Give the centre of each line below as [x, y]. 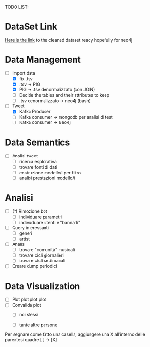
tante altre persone [38, 325]
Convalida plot [26, 305]
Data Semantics [37, 142]
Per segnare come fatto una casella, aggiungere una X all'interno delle [75, 334]
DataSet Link [31, 27]
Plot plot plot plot [29, 300]
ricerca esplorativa [38, 161]
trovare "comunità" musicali [47, 250]
